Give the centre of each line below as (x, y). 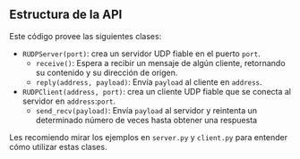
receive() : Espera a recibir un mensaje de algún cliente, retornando (160, 63)
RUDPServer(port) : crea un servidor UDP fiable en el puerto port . (141, 54)
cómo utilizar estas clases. (58, 146)
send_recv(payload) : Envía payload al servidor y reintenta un (146, 110)
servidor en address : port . (69, 101)
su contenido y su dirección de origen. (107, 72)
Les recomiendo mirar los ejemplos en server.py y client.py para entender (149, 137)
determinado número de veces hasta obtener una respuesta (146, 120)
